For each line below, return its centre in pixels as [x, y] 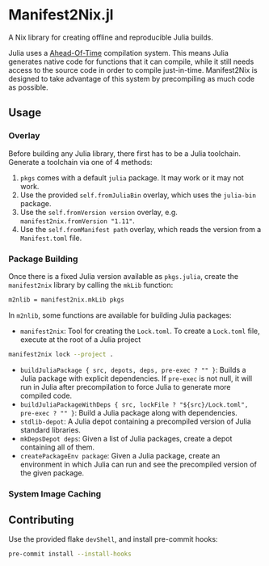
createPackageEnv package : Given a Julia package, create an [120, 455]
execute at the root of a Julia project [80, 339]
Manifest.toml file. [51, 238]
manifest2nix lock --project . [61, 354]
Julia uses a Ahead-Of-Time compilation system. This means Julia [118, 53]
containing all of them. [57, 447]
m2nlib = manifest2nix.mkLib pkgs [67, 300]
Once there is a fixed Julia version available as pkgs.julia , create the [124, 276]
